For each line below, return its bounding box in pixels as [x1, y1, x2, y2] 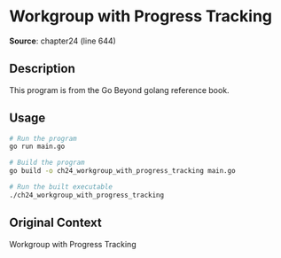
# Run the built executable [9, 183, 113, 192]
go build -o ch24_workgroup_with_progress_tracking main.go [9, 167, 237, 176]
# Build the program [9, 158, 86, 168]
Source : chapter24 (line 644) [9, 35, 117, 46]
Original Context [9, 215, 102, 231]
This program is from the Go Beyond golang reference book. [9, 84, 230, 95]
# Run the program [9, 134, 77, 143]
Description [9, 61, 75, 76]
